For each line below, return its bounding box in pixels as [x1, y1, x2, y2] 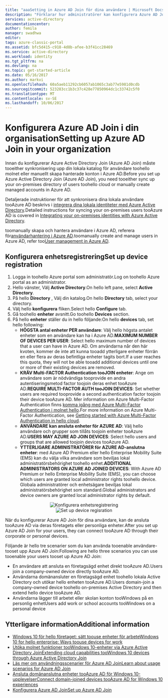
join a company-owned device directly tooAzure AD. [12, 568, 120, 574]
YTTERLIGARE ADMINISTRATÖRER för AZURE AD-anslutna [19, 444, 145, 450]
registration [5, 260, 42, 269]
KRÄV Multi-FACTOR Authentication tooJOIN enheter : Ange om [19, 370, 154, 376]
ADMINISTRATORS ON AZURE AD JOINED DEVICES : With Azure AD [19, 465, 161, 471]
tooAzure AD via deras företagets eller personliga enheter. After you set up [5, 522, 158, 528]
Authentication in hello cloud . [19, 417, 80, 424]
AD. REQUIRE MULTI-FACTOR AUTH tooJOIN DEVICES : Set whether [19, 386, 160, 392]
